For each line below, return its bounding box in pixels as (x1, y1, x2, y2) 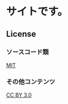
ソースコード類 (6, 48, 49, 56)
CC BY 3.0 (6, 92, 32, 99)
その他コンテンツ (6, 77, 55, 86)
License (6, 29, 36, 39)
